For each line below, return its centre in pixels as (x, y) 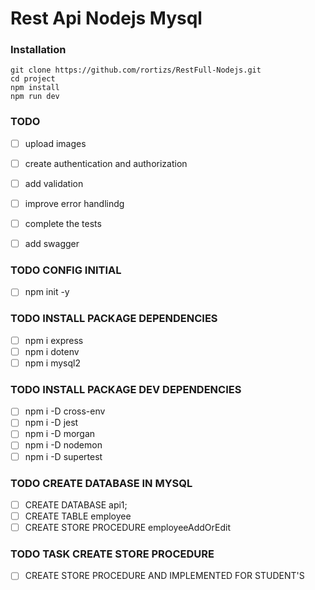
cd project (33, 79)
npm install (35, 88)
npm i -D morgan (60, 434)
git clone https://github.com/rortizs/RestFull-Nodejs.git (136, 70)
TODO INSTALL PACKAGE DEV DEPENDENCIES (126, 389)
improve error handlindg (74, 203)
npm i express (54, 340)
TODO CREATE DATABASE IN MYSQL (101, 483)
